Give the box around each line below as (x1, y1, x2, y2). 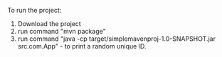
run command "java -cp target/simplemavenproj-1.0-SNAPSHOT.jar (17, 34, 216, 43)
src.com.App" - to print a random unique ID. (17, 42, 147, 50)
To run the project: (7, 6, 62, 14)
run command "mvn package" (17, 27, 106, 35)
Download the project (17, 20, 82, 27)
